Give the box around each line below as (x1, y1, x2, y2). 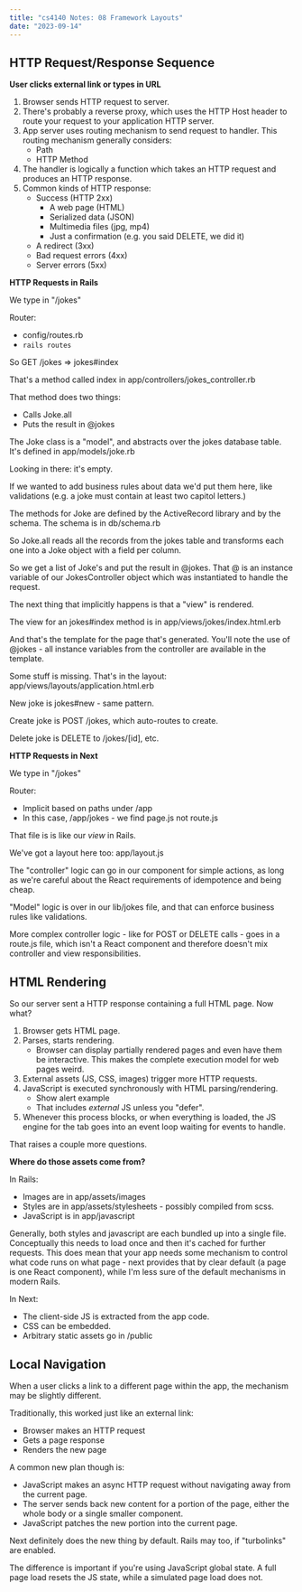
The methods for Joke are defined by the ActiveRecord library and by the (9, 508, 281, 520)
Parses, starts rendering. (22, 1035, 114, 1046)
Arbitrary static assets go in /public (22, 1330, 153, 1342)
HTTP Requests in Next (9, 751, 98, 762)
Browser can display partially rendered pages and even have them (35, 1044, 282, 1055)
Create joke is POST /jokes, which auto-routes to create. (9, 716, 219, 726)
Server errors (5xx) (35, 259, 107, 271)
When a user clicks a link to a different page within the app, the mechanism (9, 1380, 288, 1391)
